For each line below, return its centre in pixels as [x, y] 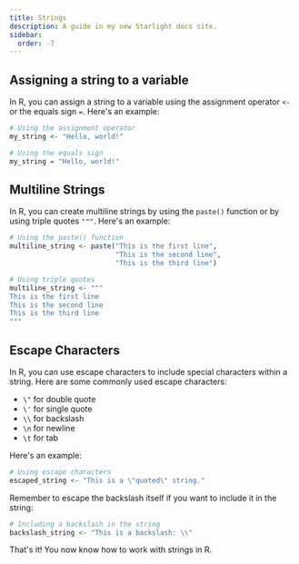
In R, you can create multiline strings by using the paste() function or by [145, 212]
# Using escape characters [60, 472]
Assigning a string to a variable [99, 79]
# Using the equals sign [56, 153]
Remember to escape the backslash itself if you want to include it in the [143, 498]
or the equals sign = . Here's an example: [85, 112]
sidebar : [26, 35]
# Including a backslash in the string [85, 524]
